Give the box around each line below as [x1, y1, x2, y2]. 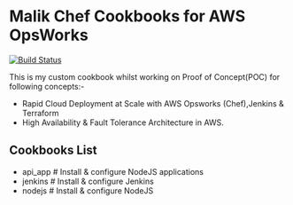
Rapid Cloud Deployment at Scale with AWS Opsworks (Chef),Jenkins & [21, 98, 285, 108]
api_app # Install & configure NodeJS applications [21, 166, 204, 177]
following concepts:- [9, 81, 85, 91]
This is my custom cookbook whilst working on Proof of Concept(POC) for [9, 71, 281, 82]
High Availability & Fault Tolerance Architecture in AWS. [21, 117, 224, 128]
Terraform [21, 107, 59, 118]
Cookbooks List [9, 143, 97, 158]
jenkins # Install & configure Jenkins [21, 176, 155, 186]
